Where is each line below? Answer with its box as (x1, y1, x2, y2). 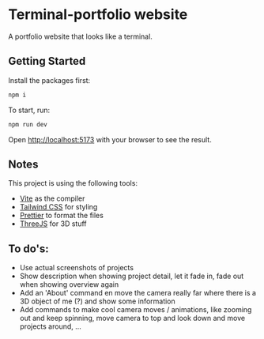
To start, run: (8, 105, 51, 115)
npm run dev (8, 120, 47, 128)
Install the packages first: (8, 75, 91, 85)
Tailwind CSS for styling (19, 202, 98, 212)
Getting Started (8, 55, 86, 68)
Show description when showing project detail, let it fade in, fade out (19, 271, 244, 281)
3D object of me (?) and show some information (19, 296, 175, 306)
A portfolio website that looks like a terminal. (8, 32, 153, 41)
